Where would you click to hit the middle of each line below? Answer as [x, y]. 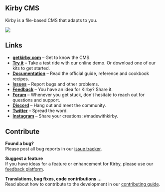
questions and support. [36, 100]
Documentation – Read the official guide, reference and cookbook [81, 73]
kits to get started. [31, 68]
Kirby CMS [22, 8]
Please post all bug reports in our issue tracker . [54, 149]
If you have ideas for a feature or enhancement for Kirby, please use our [79, 164]
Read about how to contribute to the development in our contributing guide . [83, 184]
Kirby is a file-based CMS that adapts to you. [51, 20]
